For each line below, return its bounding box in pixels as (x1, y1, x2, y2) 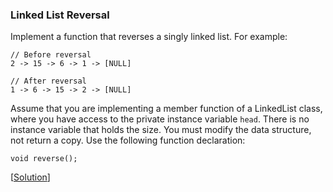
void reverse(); (10, 154, 78, 164)
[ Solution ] (10, 171, 51, 183)
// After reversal (10, 76, 87, 87)
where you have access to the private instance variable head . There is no (10, 113, 310, 125)
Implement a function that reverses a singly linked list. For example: (10, 31, 288, 43)
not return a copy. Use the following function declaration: (10, 134, 246, 147)
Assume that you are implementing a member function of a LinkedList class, (10, 103, 323, 115)
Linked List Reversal (10, 8, 110, 22)
